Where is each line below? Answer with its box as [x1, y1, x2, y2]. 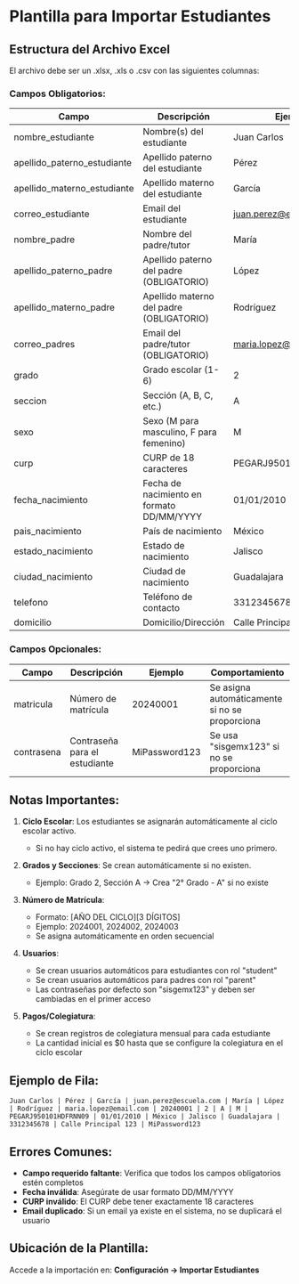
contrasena [13, 745, 61, 758]
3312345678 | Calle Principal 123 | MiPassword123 [9, 1120, 201, 1129]
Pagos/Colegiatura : [21, 1011, 96, 1021]
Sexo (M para [141, 415, 199, 427]
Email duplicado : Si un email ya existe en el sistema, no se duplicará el [21, 1206, 282, 1216]
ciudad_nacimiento [13, 571, 93, 583]
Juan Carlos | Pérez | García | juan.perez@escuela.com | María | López [9, 1097, 285, 1106]
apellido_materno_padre [13, 301, 116, 313]
